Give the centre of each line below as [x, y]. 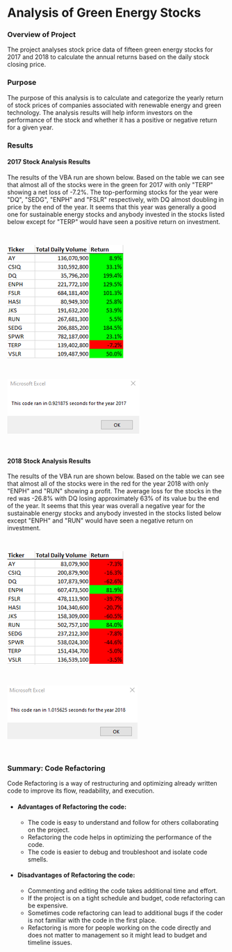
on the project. [49, 830]
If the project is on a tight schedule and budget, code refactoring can [126, 898]
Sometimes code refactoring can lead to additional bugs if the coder [125, 912]
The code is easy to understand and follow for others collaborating [123, 822]
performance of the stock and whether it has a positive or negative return [112, 120]
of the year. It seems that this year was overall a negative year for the [106, 506]
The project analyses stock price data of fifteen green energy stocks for [110, 49]
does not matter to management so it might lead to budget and [117, 935]
